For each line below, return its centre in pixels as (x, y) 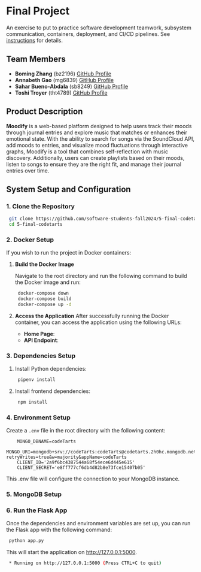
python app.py (26, 541)
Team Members (36, 59)
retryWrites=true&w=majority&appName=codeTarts (67, 457)
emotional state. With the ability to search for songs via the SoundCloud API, (100, 138)
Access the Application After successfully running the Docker (92, 316)
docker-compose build (45, 299)
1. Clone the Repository (40, 206)
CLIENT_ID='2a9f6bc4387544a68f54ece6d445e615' (76, 462)
